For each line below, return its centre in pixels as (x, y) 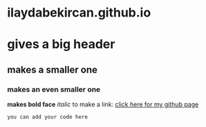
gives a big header (61, 45)
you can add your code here (48, 117)
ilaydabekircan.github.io (79, 13)
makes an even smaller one (54, 89)
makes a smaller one (53, 69)
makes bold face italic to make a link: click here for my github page (103, 104)
